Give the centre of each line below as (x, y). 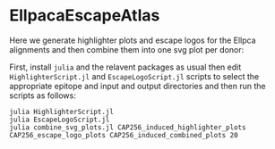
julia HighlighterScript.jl (62, 112)
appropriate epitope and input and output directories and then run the (137, 86)
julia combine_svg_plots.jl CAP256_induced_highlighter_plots (128, 127)
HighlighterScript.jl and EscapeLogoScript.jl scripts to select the (134, 76)
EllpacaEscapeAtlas (85, 16)
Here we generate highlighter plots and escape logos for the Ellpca (133, 40)
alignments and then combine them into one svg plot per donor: (127, 49)
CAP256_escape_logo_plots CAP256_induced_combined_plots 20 (124, 135)
